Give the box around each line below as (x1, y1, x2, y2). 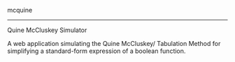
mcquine (7, 6, 33, 14)
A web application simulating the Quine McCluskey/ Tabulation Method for (7, 40, 221, 47)
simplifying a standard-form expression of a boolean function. (7, 47, 186, 55)
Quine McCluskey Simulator (7, 26, 87, 34)
